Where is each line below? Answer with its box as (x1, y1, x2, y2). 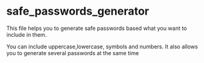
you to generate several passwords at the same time (6, 49, 139, 56)
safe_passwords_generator (6, 4, 149, 18)
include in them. (6, 31, 47, 38)
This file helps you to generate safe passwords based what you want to (6, 24, 187, 32)
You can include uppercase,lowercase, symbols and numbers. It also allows (6, 43, 198, 50)
